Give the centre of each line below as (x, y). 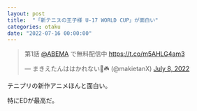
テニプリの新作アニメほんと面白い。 (59, 86)
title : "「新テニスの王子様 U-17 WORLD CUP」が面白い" (83, 20)
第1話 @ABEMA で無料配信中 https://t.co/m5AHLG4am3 (104, 54)
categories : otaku (34, 27)
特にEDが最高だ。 (33, 101)
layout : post (26, 14)
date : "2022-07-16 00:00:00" (50, 33)
